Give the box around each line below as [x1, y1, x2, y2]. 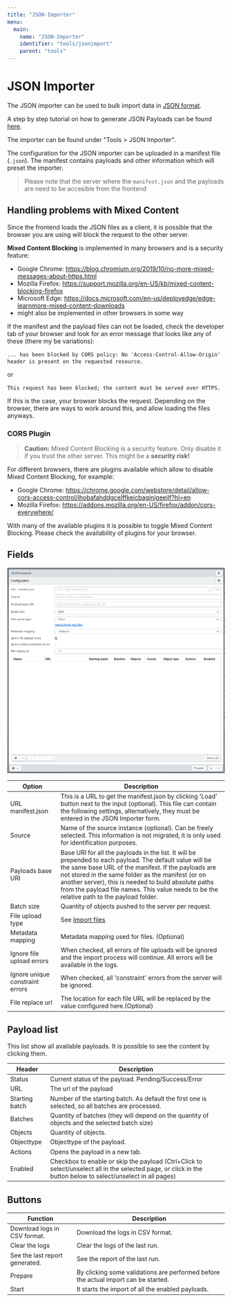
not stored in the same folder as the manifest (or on [60, 870, 206, 879]
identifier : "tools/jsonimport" [19, 40, 113, 48]
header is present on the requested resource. [7, 358, 144, 365]
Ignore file [10, 949, 39, 958]
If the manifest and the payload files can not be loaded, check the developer [7, 322, 224, 331]
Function [27, 1214, 54, 1222]
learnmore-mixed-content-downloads [17, 301, 126, 310]
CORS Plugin [7, 428, 51, 438]
